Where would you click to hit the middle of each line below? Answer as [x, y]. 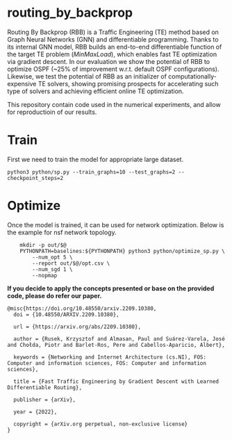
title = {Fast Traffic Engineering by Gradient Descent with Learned [116, 381]
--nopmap [45, 275]
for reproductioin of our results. [52, 112]
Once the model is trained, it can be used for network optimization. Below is [116, 225]
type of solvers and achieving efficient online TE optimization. [96, 91]
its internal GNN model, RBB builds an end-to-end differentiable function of [115, 47]
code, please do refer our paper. [55, 295]
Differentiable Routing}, [44, 387]
